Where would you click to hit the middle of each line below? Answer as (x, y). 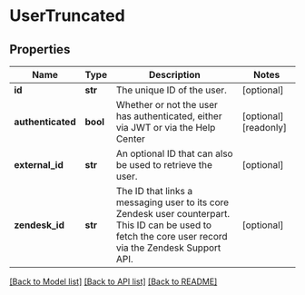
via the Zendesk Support (168, 248)
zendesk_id (39, 225)
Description (175, 75)
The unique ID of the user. (171, 90)
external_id (39, 165)
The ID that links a (154, 191)
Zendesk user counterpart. (173, 214)
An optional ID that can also (174, 153)
